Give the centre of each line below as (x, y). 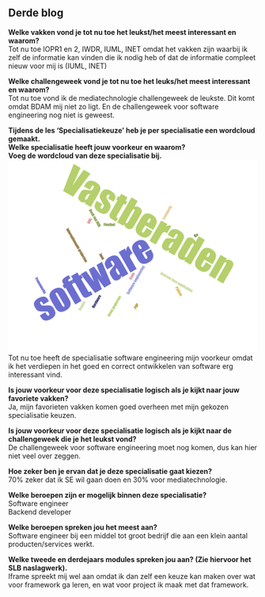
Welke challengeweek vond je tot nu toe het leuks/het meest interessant (129, 81)
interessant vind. (36, 374)
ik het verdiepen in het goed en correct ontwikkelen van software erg (121, 366)
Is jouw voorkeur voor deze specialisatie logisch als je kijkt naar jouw (124, 390)
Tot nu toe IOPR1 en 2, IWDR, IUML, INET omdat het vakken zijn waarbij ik (128, 49)
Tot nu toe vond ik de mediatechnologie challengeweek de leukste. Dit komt (132, 98)
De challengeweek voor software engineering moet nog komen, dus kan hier (133, 447)
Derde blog (36, 13)
